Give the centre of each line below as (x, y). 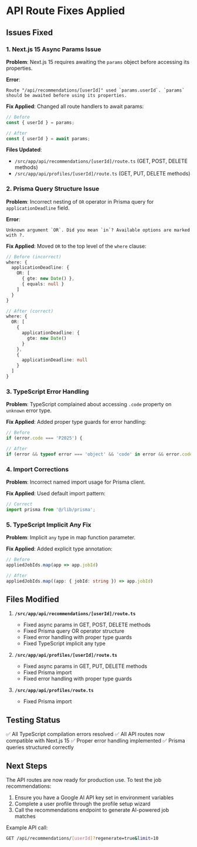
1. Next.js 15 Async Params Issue (54, 49)
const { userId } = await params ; (48, 139)
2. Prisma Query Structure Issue (53, 189)
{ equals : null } (43, 284)
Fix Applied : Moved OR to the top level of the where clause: (76, 246)
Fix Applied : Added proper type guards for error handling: (76, 422)
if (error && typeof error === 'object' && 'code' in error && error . (94, 454)
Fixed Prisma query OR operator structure (74, 631)
